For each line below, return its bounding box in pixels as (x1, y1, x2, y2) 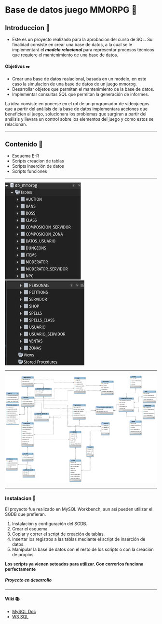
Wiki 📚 (5, 596, 20, 602)
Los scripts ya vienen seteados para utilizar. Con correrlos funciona (5, 561, 144, 567)
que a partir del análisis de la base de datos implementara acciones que (5, 106, 148, 112)
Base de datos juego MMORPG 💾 (5, 4, 137, 16)
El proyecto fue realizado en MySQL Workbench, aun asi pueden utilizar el (5, 506, 153, 512)
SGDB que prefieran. (5, 511, 46, 517)
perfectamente (5, 566, 36, 572)
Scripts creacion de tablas (12, 158, 64, 164)
